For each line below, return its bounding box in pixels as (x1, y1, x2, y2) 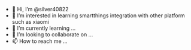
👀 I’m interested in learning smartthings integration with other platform (11, 12, 186, 19)
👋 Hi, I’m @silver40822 (11, 6, 69, 12)
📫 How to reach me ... (11, 37, 68, 45)
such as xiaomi (11, 18, 49, 25)
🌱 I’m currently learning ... (11, 24, 76, 32)
